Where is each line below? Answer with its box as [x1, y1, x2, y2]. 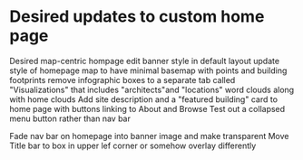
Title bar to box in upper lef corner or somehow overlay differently [9, 140, 257, 151]
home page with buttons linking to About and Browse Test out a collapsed [9, 103, 286, 114]
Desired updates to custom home [9, 6, 265, 27]
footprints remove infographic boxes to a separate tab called [9, 74, 236, 85]
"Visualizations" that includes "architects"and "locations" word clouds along [9, 84, 295, 95]
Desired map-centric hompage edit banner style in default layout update [9, 55, 279, 66]
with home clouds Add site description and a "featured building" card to [9, 93, 279, 105]
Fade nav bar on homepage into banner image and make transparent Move [9, 130, 289, 141]
